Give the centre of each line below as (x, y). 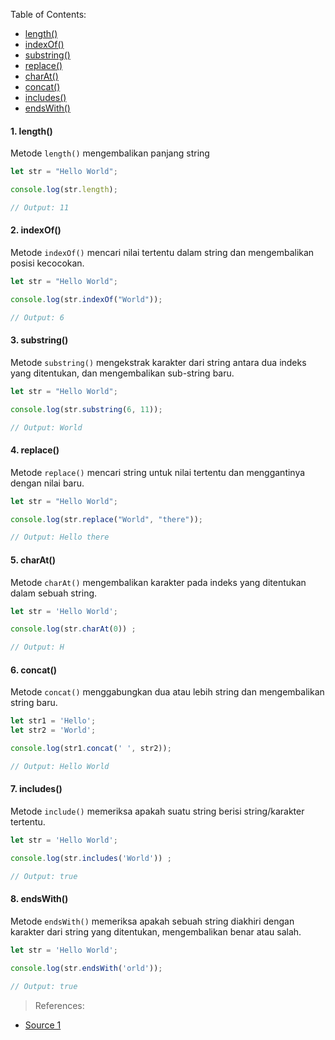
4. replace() (35, 450)
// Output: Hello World (60, 766)
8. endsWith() (39, 899)
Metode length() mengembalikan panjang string (110, 153)
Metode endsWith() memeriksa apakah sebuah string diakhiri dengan (152, 921)
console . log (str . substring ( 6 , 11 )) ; (86, 409)
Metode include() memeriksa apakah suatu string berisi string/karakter (157, 811)
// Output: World (46, 427)
